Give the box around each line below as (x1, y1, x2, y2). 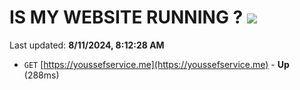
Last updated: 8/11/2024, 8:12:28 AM (9, 39, 165, 51)
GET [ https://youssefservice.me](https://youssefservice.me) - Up (23, 58, 290, 70)
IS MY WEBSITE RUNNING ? (9, 6, 244, 29)
